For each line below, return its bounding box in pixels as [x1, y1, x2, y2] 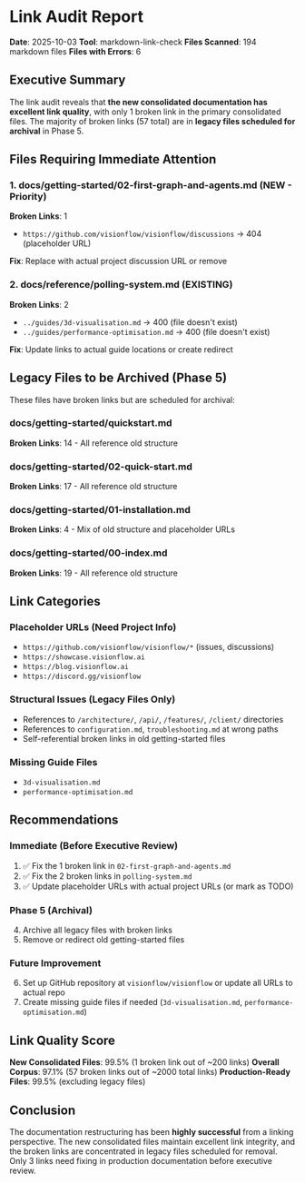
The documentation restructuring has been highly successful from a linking [9, 1126, 294, 1137]
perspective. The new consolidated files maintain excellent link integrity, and [9, 1136, 296, 1147]
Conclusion [9, 1102, 76, 1118]
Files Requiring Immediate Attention [9, 152, 217, 167]
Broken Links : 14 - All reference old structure [9, 438, 179, 449]
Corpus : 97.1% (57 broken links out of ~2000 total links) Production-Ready [9, 1067, 290, 1078]
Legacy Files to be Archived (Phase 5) [9, 370, 228, 386]
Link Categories [9, 594, 102, 609]
